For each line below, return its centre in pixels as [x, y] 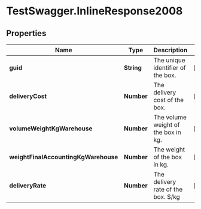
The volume [170, 117]
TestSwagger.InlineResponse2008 [95, 11]
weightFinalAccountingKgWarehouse [64, 157]
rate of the [168, 189]
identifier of [170, 68]
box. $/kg [167, 197]
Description [170, 50]
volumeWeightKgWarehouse [51, 129]
